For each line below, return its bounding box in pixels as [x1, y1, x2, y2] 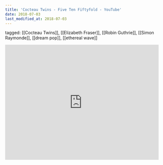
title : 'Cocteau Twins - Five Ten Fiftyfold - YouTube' [5, 7, 122, 12]
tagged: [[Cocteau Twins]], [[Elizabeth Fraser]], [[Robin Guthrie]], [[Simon [5, 30, 155, 36]
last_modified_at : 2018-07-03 [5, 16, 67, 21]
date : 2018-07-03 [5, 12, 41, 17]
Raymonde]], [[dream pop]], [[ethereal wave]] [5, 35, 98, 41]
